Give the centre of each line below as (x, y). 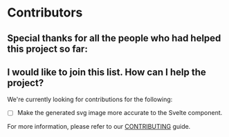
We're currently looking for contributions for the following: (90, 99)
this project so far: (47, 49)
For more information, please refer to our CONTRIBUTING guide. (99, 127)
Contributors (45, 13)
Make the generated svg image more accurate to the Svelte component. (120, 113)
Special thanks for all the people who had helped (114, 38)
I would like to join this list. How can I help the (107, 72)
